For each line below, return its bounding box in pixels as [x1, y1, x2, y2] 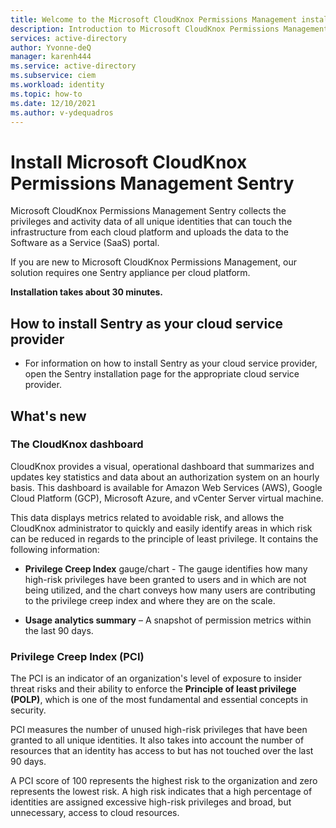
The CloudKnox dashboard [10, 437, 144, 451]
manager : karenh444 [10, 52, 92, 62]
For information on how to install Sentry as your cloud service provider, [24, 357, 318, 370]
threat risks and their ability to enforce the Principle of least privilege [10, 683, 297, 695]
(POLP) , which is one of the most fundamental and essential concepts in [10, 694, 308, 706]
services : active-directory [10, 33, 128, 43]
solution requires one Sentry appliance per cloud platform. [10, 267, 251, 279]
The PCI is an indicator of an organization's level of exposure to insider [10, 672, 302, 685]
